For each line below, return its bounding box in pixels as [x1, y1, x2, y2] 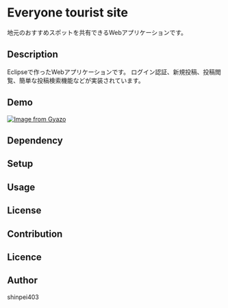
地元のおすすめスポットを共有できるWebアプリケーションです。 [7, 28, 187, 36]
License [7, 204, 42, 217]
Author [7, 274, 38, 286]
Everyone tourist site [7, 5, 129, 21]
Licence [7, 251, 42, 263]
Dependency [7, 134, 63, 146]
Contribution [7, 228, 63, 239]
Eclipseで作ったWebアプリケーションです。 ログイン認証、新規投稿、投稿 [7, 67, 216, 76]
